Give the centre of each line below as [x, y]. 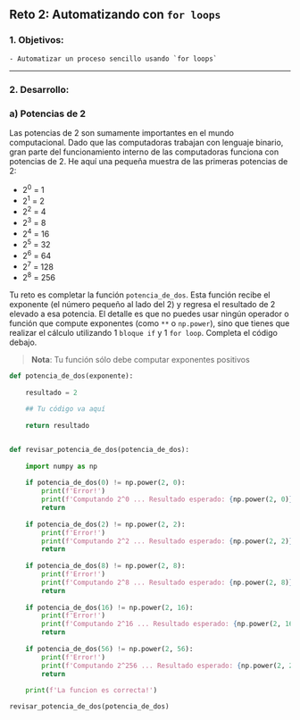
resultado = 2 [51, 392]
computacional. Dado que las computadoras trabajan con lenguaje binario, [146, 142]
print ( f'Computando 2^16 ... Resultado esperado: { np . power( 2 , [161, 624]
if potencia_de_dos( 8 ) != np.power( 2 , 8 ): [105, 566]
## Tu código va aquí [65, 409]
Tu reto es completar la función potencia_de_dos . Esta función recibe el [140, 295]
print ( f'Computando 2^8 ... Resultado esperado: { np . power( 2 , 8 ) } [167, 582]
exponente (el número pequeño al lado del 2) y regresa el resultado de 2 [142, 304]
